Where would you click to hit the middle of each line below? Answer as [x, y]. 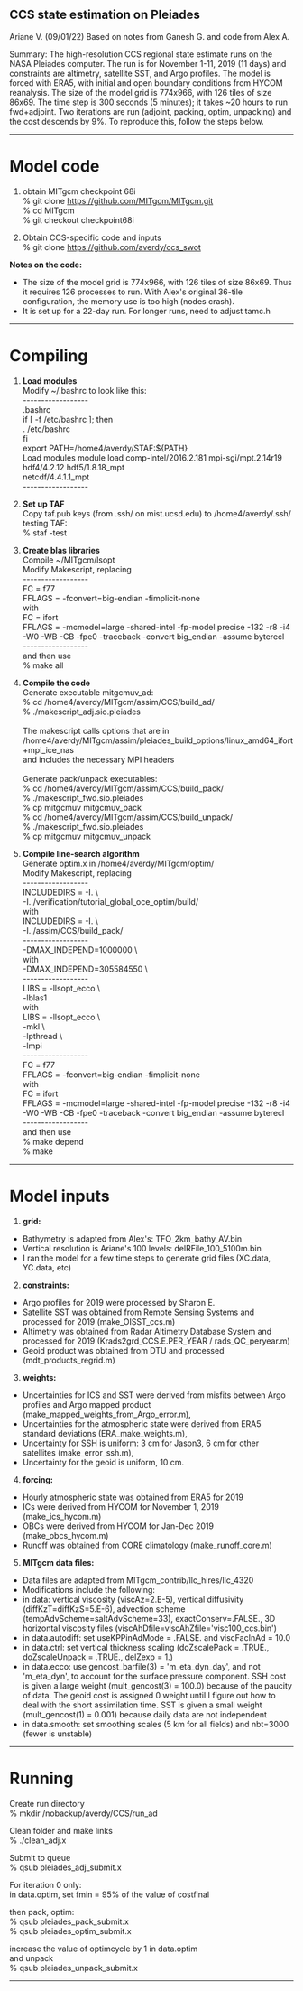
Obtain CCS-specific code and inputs [92, 237]
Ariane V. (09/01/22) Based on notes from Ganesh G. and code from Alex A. [150, 36]
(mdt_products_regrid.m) [69, 1360]
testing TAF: [45, 523]
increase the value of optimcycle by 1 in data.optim [104, 1949]
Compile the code [56, 683]
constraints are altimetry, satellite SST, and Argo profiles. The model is [140, 73]
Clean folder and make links [61, 1830]
